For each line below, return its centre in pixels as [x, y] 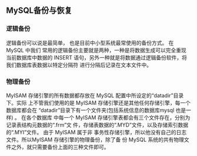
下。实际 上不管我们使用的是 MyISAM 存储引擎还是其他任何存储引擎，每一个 [98, 102]
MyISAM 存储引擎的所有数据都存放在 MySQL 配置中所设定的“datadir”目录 [95, 95]
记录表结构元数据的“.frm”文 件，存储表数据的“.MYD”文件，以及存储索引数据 [97, 125]
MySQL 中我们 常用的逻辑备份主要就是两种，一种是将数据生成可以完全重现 [96, 50]
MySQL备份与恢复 [39, 11]
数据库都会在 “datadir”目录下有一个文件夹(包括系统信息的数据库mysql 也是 [96, 110]
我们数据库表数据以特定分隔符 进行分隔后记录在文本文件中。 [79, 65]
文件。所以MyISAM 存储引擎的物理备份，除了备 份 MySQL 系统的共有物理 [95, 140]
